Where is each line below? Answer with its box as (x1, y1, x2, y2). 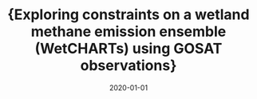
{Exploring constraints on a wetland (7, 6, 250, 24)
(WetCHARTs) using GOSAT (34, 40, 223, 57)
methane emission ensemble (30, 22, 227, 41)
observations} (80, 57, 177, 75)
